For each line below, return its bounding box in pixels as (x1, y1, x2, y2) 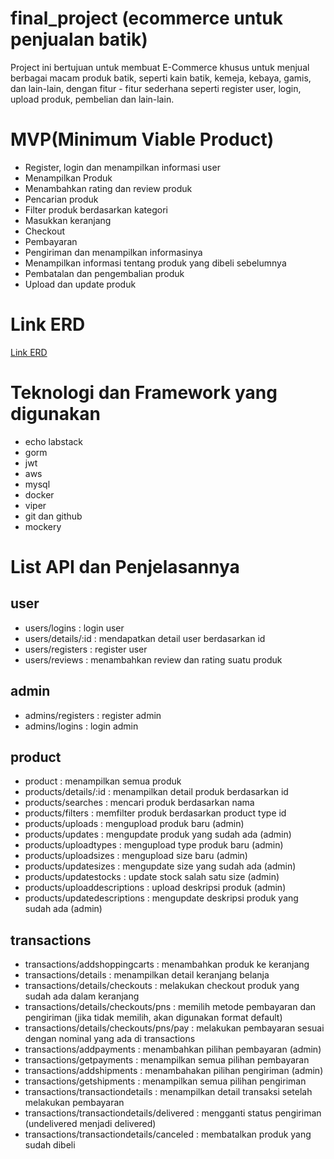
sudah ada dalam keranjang (24, 990, 140, 1002)
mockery (24, 520, 62, 532)
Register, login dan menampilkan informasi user (24, 161, 221, 173)
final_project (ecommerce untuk (10, 7, 283, 30)
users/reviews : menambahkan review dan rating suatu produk (24, 653, 283, 666)
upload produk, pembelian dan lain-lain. (10, 93, 175, 105)
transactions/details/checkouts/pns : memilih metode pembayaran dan (24, 1001, 317, 1013)
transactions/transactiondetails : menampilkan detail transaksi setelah (24, 1086, 313, 1098)
